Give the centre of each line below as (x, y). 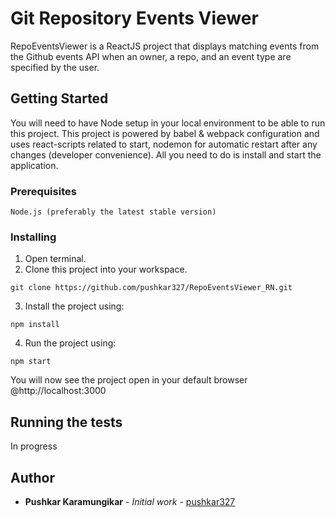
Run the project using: (70, 343)
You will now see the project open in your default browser (129, 380)
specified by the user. (55, 67)
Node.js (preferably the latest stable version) (113, 212)
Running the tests (66, 422)
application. (34, 165)
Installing (33, 237)
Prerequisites (43, 191)
